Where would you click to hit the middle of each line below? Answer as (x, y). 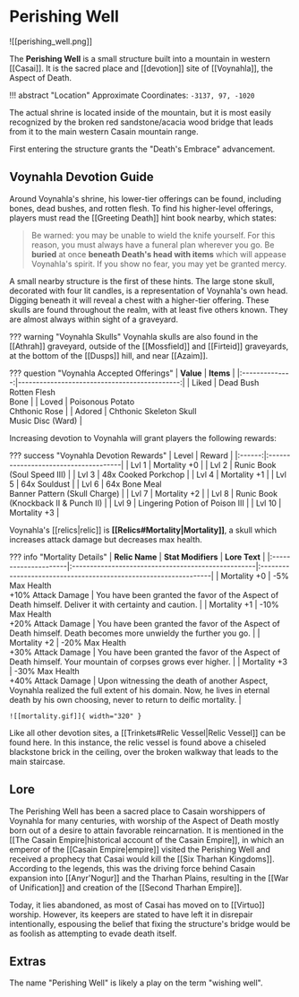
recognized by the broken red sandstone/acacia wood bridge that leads (141, 122)
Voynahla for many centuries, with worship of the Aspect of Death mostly (144, 820)
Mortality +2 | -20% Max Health (68, 642)
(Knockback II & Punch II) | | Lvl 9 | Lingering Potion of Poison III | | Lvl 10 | (145, 503)
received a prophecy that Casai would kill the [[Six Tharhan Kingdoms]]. (142, 859)
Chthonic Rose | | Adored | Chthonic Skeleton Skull (103, 411)
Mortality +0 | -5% (255, 576)
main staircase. (37, 761)
